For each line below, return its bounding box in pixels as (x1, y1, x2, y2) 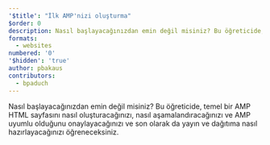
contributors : (8, 72, 56, 80)
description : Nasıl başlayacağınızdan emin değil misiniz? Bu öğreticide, (8, 27, 265, 35)
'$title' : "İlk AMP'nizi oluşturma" (8, 11, 131, 20)
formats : (8, 34, 38, 43)
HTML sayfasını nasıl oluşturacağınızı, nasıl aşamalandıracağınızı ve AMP (8, 110, 251, 119)
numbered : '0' (8, 49, 56, 57)
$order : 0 (8, 19, 42, 27)
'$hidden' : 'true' (8, 57, 70, 65)
